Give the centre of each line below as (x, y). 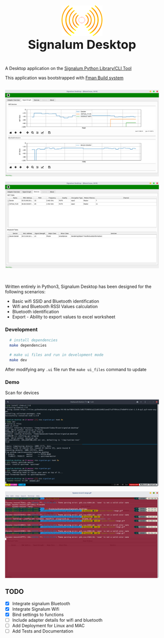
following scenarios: (25, 292)
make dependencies (28, 346)
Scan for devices (22, 393)
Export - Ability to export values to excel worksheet (64, 317)
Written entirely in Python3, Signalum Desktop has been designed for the (78, 286)
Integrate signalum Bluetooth (41, 603)
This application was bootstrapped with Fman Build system (64, 78)
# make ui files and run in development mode (57, 355)
